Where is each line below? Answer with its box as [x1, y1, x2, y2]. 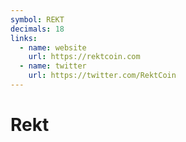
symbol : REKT [10, 14, 65, 25]
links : [10, 33, 38, 43]
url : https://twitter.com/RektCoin [28, 71, 177, 81]
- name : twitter [19, 61, 87, 71]
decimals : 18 [10, 24, 65, 34]
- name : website [19, 42, 87, 53]
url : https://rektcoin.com [28, 52, 141, 62]
